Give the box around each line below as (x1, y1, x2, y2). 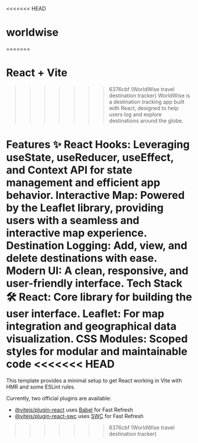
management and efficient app (6, 176, 161, 190)
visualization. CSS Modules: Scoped (6, 332, 188, 346)
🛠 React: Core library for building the (6, 290, 192, 304)
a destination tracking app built (109, 98, 185, 105)
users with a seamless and (6, 214, 140, 227)
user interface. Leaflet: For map (6, 307, 164, 320)
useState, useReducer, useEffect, (6, 151, 174, 165)
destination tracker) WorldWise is (109, 92, 190, 99)
